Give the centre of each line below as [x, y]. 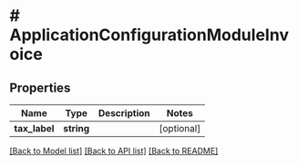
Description [124, 113]
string [77, 128]
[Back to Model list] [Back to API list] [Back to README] [114, 151]
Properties [40, 87]
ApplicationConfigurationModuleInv [149, 35]
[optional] [180, 128]
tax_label [34, 128]
